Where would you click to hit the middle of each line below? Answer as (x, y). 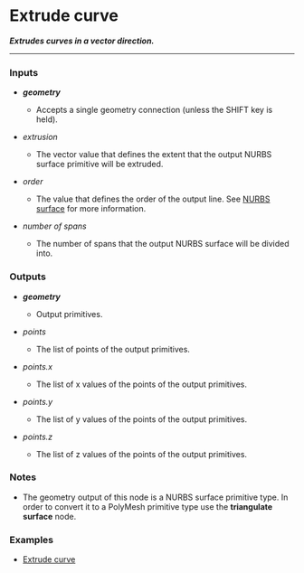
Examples (32, 540)
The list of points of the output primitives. (113, 349)
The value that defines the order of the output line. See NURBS (153, 199)
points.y (38, 401)
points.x (37, 366)
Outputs (28, 277)
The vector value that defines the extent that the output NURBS (154, 155)
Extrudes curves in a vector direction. (82, 41)
